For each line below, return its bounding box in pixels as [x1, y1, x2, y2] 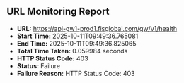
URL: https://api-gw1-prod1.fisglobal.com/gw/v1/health [16, 24, 178, 32]
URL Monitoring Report [6, 6, 110, 18]
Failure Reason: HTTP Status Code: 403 [16, 69, 135, 77]
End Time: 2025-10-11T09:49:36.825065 [16, 39, 137, 48]
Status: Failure [16, 61, 61, 70]
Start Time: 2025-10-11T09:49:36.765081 [16, 32, 139, 40]
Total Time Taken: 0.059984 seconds [16, 46, 128, 55]
